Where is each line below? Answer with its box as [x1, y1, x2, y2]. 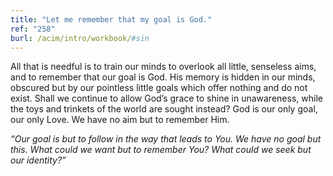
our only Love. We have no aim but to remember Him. [10, 114, 230, 126]
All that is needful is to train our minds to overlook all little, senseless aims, [10, 61, 317, 73]
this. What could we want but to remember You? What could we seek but [10, 144, 312, 156]
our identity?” [10, 154, 67, 166]
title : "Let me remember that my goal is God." [10, 14, 213, 25]
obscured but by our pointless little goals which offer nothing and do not [10, 82, 308, 94]
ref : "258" [10, 24, 56, 34]
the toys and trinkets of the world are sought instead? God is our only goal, [10, 103, 318, 115]
